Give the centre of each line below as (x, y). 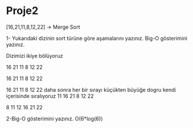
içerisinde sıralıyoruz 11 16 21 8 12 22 (50, 96)
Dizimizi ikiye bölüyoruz (35, 56)
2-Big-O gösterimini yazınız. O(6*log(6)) (55, 119)
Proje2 (22, 11)
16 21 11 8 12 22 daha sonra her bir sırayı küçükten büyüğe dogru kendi (91, 89)
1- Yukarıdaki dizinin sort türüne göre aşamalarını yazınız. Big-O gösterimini (97, 38)
